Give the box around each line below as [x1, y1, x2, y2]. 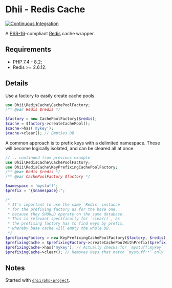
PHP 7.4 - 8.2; [12, 59, 42, 65]
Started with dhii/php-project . [5, 277, 71, 283]
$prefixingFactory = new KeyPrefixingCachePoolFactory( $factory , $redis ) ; [5, 235, 168, 241]
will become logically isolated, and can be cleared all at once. [5, 145, 135, 151]
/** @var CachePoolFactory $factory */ [5, 174, 91, 179]
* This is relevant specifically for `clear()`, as [7, 216, 120, 222]
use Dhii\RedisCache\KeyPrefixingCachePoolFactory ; [5, 164, 118, 170]
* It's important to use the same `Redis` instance [7, 202, 120, 207]
